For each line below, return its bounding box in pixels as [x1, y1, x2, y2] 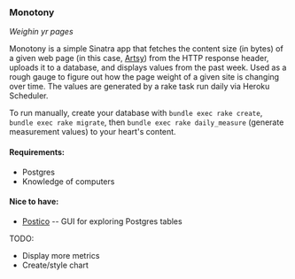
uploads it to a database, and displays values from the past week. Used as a [9, 62, 287, 73]
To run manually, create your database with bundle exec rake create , [9, 108, 263, 119]
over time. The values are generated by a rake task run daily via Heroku [9, 81, 270, 92]
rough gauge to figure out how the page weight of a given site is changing [9, 72, 280, 82]
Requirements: [9, 146, 65, 157]
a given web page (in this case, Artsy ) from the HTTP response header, [9, 53, 269, 64]
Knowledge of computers [21, 175, 115, 187]
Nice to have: [9, 197, 59, 207]
